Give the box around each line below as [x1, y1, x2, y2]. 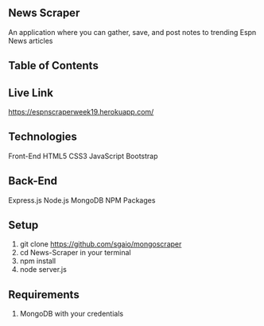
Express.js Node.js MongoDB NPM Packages [8, 195, 156, 205]
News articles [8, 36, 53, 45]
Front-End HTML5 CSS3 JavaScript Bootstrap [8, 151, 158, 161]
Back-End [8, 174, 58, 188]
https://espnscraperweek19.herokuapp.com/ [8, 107, 154, 117]
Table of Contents [8, 59, 99, 72]
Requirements [8, 288, 80, 301]
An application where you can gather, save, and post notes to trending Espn [8, 27, 257, 37]
